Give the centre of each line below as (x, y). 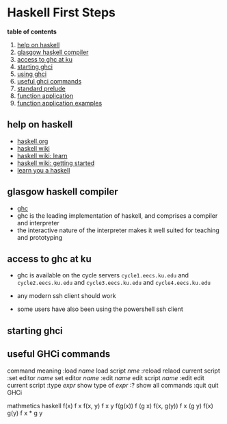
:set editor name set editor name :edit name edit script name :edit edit (106, 377)
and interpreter (38, 223)
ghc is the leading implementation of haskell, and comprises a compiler (117, 215)
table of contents (32, 32)
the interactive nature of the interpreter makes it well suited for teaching (118, 230)
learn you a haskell (43, 170)
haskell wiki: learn (42, 155)
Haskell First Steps (62, 13)
